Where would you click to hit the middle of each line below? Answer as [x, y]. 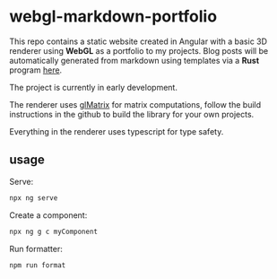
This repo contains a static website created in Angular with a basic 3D [138, 41]
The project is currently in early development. [93, 87]
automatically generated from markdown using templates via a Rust [134, 60]
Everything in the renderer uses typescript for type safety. [117, 131]
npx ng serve [34, 198]
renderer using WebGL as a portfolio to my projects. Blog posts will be [139, 50]
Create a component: [48, 215]
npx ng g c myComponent [54, 231]
